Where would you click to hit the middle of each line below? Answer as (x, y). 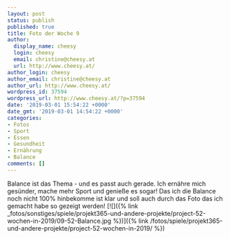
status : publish (31, 20)
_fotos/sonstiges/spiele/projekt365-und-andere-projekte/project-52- (107, 213)
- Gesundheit (26, 144)
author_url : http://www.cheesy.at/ (59, 86)
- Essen (19, 137)
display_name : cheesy (45, 46)
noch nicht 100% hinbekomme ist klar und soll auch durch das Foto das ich (115, 198)
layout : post (26, 14)
